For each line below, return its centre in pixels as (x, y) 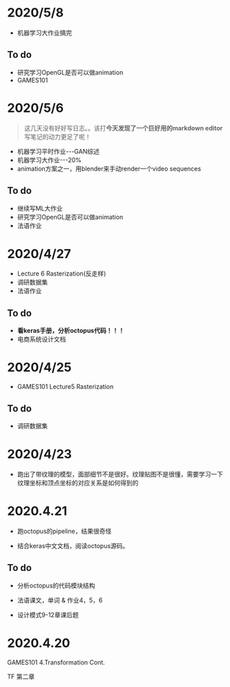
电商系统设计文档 (41, 339)
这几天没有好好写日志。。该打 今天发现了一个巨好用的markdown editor (123, 128)
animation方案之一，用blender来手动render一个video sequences (109, 168)
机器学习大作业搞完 (45, 32)
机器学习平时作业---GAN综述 (58, 151)
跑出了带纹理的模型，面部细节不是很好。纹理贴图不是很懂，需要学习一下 (120, 474)
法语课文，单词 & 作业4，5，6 (60, 600)
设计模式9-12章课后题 (48, 615)
